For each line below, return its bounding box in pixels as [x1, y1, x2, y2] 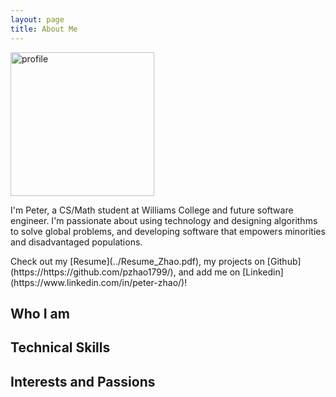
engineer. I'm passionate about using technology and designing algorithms [10, 214, 318, 226]
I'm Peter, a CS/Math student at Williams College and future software [10, 204, 294, 216]
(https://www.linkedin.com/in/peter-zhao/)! [10, 276, 188, 288]
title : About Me [10, 24, 78, 34]
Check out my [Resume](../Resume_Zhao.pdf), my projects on [10, 255, 265, 267]
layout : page [10, 14, 65, 25]
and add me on [178, 266, 241, 278]
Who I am [10, 305, 70, 322]
